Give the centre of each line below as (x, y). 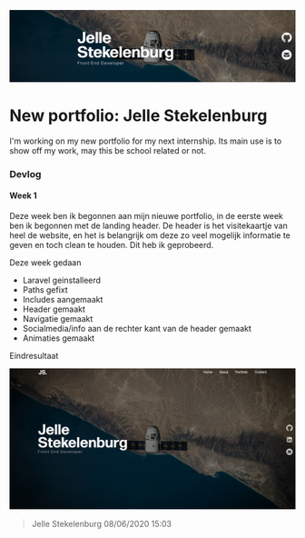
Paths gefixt (45, 290)
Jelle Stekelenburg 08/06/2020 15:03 (102, 524)
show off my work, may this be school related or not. (108, 150)
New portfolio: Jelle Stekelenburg (138, 116)
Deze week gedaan (45, 263)
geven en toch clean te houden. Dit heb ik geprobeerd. (112, 245)
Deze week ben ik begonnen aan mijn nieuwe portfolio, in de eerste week (147, 216)
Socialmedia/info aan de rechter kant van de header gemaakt (137, 329)
